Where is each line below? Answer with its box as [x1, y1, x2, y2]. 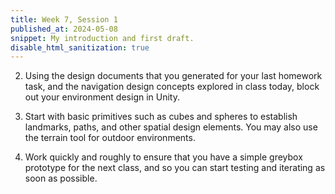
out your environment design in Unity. [24, 91, 180, 103]
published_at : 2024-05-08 [10, 24, 118, 34]
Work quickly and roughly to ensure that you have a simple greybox [24, 151, 303, 163]
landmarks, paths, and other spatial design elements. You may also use [24, 121, 318, 133]
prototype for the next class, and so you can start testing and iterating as [24, 162, 326, 174]
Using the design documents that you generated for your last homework [24, 70, 323, 82]
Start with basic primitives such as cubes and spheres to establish [24, 111, 298, 123]
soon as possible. [24, 172, 98, 185]
